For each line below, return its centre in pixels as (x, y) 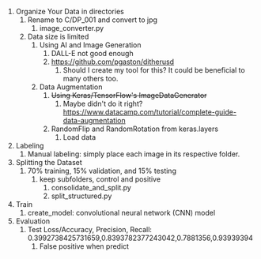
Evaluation (33, 221)
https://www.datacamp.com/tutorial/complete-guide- (150, 112)
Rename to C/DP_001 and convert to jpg (93, 20)
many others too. (91, 79)
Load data (79, 137)
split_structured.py (81, 196)
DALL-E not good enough (92, 53)
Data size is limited (58, 36)
